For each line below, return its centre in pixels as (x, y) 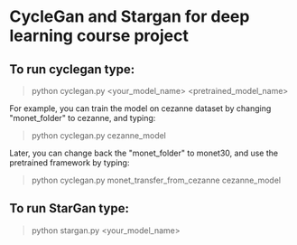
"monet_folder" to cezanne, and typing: (83, 118)
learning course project (99, 36)
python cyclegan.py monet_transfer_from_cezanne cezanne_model (156, 180)
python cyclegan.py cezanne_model (99, 136)
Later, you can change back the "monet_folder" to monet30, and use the (144, 153)
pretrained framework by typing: (70, 163)
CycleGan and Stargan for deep (130, 17)
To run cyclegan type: (72, 69)
